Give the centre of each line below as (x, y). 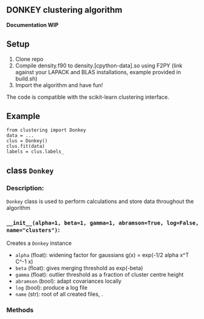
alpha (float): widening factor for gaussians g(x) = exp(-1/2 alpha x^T (102, 255)
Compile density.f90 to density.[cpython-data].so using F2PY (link (99, 65)
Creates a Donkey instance (39, 243)
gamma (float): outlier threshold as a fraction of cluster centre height (99, 275)
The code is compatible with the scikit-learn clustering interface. (88, 97)
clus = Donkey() (27, 141)
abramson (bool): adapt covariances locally (68, 281)
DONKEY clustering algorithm (64, 10)
